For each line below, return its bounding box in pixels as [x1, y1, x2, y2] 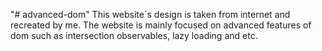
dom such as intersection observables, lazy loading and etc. [10, 30, 258, 41]
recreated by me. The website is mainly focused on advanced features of [10, 19, 312, 31]
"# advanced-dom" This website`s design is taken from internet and [10, 9, 291, 20]
